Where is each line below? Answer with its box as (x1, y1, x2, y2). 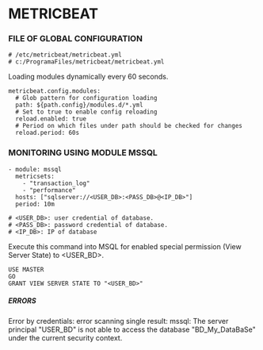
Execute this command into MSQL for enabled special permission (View (8, 241, 242, 251)
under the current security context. (8, 333, 123, 342)
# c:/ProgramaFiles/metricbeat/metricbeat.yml (8, 58, 165, 66)
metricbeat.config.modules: (8, 87, 101, 95)
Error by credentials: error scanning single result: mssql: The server (8, 316, 229, 325)
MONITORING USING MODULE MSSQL (8, 148, 158, 159)
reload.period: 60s (15, 129, 80, 137)
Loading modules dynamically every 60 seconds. (8, 72, 169, 82)
